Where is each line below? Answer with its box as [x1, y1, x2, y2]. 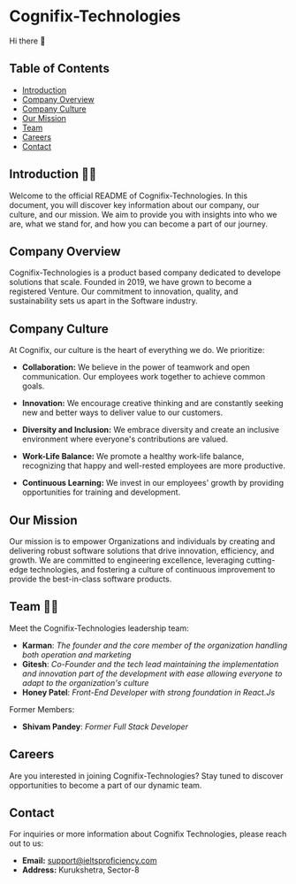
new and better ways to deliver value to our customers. [21, 407, 224, 418]
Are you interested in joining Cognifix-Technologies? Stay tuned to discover [9, 770, 285, 780]
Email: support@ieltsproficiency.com [21, 856, 157, 866]
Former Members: [9, 703, 75, 714]
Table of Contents [9, 61, 110, 76]
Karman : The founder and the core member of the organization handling [21, 640, 288, 650]
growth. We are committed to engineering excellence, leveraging [9, 555, 245, 565]
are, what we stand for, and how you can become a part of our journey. [9, 219, 268, 229]
